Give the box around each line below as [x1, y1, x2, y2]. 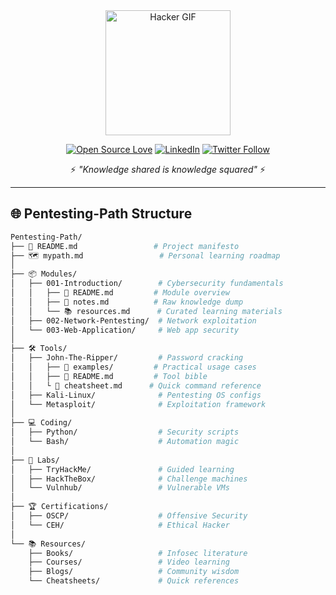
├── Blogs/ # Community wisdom [28, 567, 240, 577]
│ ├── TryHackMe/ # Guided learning [10, 464, 235, 474]
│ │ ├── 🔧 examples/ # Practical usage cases [10, 362, 257, 373]
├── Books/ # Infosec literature [28, 548, 248, 558]
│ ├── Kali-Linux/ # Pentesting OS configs [10, 390, 262, 400]
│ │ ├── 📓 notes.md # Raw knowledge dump [10, 297, 244, 307]
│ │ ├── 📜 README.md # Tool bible [10, 371, 208, 381]
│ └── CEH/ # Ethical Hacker [10, 520, 230, 530]
